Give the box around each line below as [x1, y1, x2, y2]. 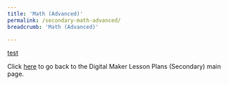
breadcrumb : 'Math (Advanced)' [7, 23, 99, 30]
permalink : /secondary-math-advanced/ [7, 17, 121, 24]
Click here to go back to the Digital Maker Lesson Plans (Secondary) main [7, 63, 222, 71]
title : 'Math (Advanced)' [7, 10, 83, 18]
